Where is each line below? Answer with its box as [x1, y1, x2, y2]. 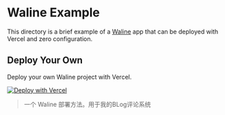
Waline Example [7, 5, 101, 21]
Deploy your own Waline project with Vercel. [7, 73, 132, 81]
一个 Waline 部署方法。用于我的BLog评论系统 [23, 100, 151, 108]
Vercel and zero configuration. [7, 34, 93, 42]
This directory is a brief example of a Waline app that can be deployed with [7, 27, 219, 36]
